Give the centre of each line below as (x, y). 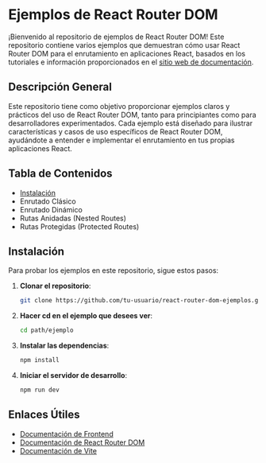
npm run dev (39, 390)
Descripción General (60, 87)
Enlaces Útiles (44, 415)
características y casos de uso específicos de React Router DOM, (116, 131)
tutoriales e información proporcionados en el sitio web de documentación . (131, 62)
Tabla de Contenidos (60, 174)
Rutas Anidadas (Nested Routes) (73, 218)
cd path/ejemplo (46, 331)
